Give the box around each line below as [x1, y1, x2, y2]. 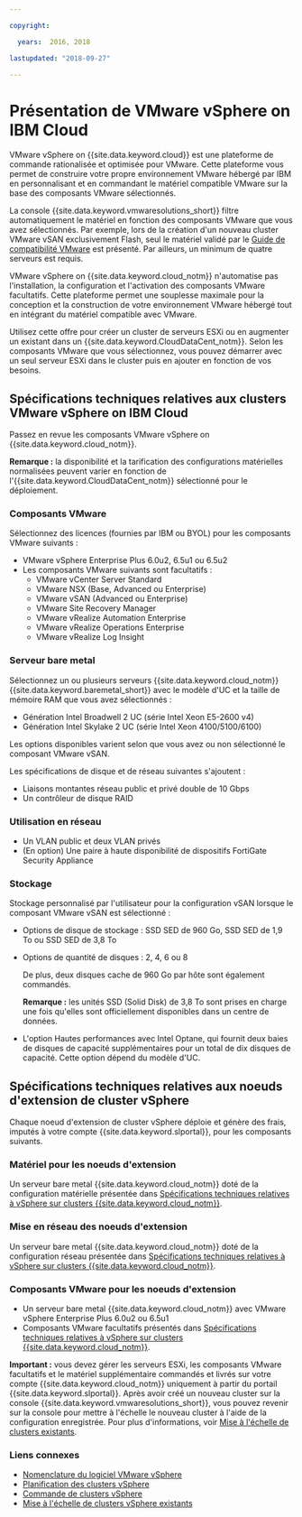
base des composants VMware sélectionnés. [9, 188, 177, 199]
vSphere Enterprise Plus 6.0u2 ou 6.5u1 [22, 1313, 169, 1324]
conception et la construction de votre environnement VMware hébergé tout [9, 300, 293, 310]
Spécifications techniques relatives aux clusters [9, 391, 287, 406]
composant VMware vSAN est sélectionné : [9, 908, 171, 919]
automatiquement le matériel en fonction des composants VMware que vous [9, 215, 293, 226]
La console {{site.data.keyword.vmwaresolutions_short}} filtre [9, 205, 239, 217]
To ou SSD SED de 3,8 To [22, 935, 117, 946]
